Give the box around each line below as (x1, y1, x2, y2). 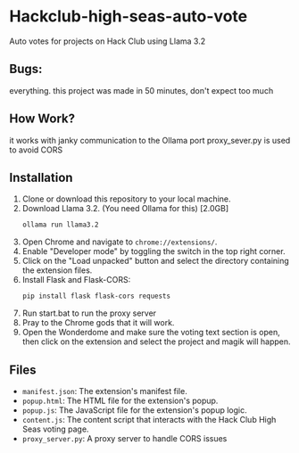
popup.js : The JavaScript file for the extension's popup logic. (21, 404, 247, 416)
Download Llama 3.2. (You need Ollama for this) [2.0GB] (21, 203, 229, 214)
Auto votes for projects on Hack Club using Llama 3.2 (9, 36, 206, 46)
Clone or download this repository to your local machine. (21, 194, 231, 204)
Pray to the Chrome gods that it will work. (21, 317, 175, 328)
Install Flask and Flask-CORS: (21, 275, 131, 285)
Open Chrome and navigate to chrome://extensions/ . (21, 236, 218, 247)
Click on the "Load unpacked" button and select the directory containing (21, 256, 290, 267)
